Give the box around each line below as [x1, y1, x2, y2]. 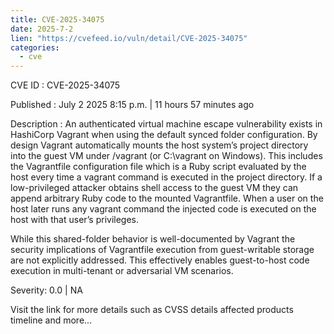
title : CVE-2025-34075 [10, 14, 105, 25]
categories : [10, 42, 60, 53]
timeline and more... [10, 314, 93, 326]
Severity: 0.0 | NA [10, 284, 83, 296]
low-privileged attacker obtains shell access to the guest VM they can [10, 182, 299, 194]
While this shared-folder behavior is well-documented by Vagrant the [10, 233, 296, 245]
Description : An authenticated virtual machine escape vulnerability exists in [10, 118, 323, 130]
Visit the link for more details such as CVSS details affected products [10, 304, 294, 316]
